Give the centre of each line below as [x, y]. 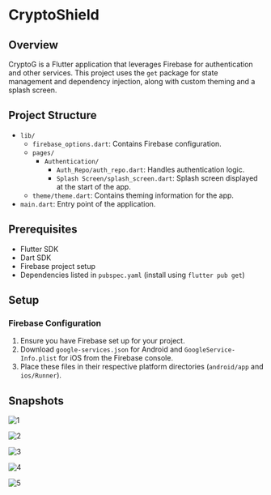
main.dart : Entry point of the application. [88, 203]
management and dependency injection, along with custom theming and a [132, 81]
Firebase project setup [57, 266]
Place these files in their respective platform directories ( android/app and [142, 367]
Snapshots [36, 401]
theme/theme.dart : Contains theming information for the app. [133, 195]
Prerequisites [43, 230]
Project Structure [53, 115]
